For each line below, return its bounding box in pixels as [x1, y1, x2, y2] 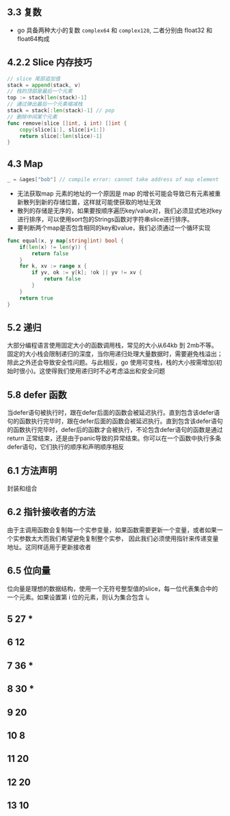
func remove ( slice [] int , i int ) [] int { [7, 119, 127, 127]
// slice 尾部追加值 [7, 75, 60, 82]
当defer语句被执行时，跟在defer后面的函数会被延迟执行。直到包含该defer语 [7, 409, 220, 417]
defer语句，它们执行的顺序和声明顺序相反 [7, 443, 125, 451]
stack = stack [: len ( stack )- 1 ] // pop [7, 107, 115, 114]
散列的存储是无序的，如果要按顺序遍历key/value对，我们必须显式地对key [16, 206, 222, 215]
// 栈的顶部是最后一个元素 [7, 88, 73, 95]
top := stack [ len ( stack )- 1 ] [7, 95, 88, 101]
